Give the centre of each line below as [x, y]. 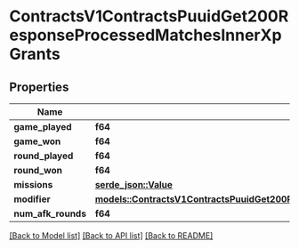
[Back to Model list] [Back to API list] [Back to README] [111, 236]
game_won [37, 141]
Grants [35, 54]
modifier [32, 199]
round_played [44, 156]
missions [33, 185]
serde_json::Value [134, 185]
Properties [39, 87]
